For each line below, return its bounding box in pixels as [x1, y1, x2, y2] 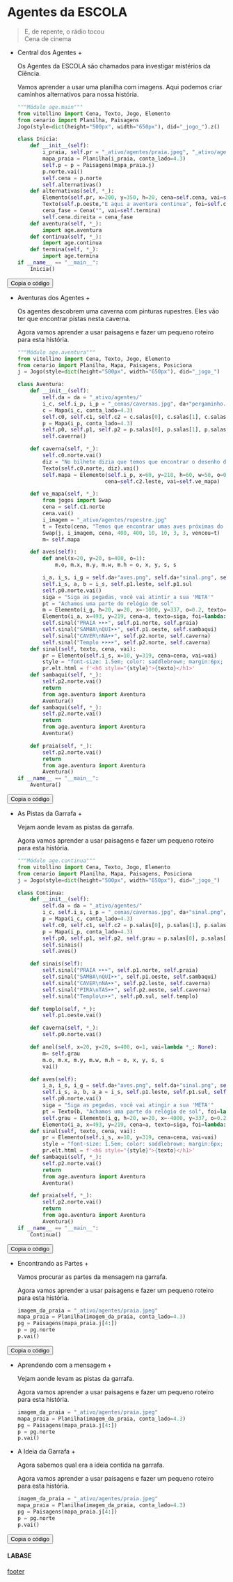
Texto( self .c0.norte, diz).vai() [42, 465, 140, 472]
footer [7, 1567, 25, 1575]
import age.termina [42, 253, 99, 260]
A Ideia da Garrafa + [17, 1447, 76, 1456]
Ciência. [17, 69, 42, 77]
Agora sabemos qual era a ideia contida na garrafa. [17, 1461, 165, 1470]
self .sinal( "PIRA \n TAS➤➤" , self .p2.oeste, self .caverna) [42, 986, 211, 993]
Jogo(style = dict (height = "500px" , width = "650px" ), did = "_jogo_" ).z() [17, 123, 220, 130]
